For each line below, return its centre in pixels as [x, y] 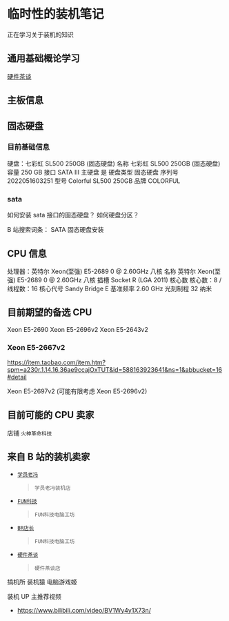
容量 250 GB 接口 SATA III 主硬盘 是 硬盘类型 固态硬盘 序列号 [93, 172]
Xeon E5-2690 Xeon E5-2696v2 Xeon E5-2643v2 [78, 329]
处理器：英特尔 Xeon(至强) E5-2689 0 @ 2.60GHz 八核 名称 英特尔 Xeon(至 [114, 271]
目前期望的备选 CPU [50, 312]
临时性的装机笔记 [56, 14]
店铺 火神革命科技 [30, 433]
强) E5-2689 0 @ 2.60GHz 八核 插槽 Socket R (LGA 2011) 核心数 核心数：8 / [114, 279]
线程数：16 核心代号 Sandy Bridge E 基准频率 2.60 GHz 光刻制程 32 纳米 [110, 288]
